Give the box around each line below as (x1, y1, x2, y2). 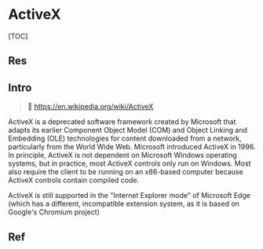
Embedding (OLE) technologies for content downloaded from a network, (8, 134, 242, 143)
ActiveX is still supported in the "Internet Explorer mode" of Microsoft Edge (8, 191, 251, 200)
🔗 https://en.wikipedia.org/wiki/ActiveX (27, 102, 154, 112)
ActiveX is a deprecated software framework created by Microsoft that (8, 117, 236, 126)
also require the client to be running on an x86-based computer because (8, 167, 243, 177)
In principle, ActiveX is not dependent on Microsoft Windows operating (8, 151, 237, 160)
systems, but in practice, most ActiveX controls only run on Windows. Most (8, 159, 251, 168)
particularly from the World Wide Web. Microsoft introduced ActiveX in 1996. (8, 142, 256, 152)
